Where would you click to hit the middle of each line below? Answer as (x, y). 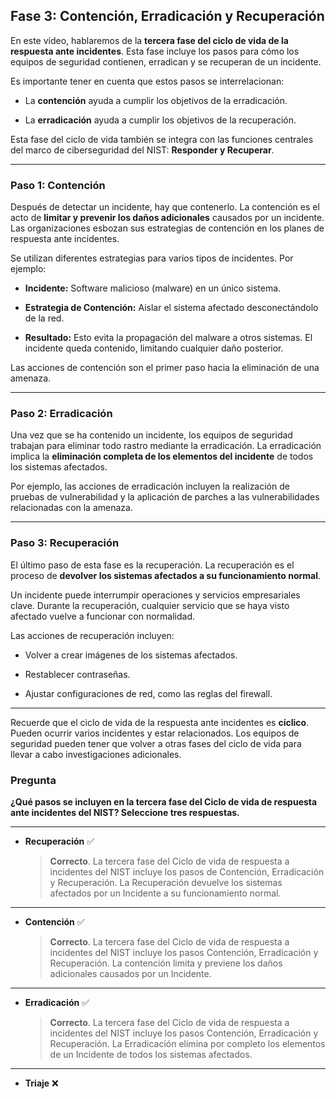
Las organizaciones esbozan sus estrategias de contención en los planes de (167, 228)
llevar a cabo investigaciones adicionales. (96, 754)
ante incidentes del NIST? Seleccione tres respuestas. (125, 812)
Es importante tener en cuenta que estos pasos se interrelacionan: (147, 81)
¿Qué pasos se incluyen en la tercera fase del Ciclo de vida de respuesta (164, 802)
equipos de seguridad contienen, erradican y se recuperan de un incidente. (166, 61)
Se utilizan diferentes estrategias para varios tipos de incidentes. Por (152, 258)
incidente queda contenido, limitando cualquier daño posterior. (154, 348)
